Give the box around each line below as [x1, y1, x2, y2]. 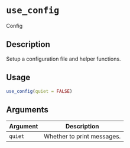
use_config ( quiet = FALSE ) [6, 88, 73, 94]
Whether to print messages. [44, 133, 121, 141]
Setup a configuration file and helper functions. [6, 55, 121, 62]
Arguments [6, 105, 49, 115]
